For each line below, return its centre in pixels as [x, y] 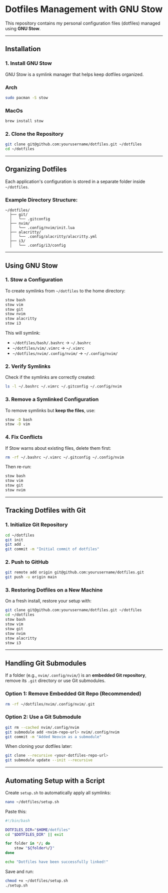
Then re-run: [18, 467]
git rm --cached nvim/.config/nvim [42, 727]
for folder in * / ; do [28, 844]
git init [14, 540]
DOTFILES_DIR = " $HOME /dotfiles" [38, 830]
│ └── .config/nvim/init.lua [42, 228]
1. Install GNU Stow [28, 63]
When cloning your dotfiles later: [39, 746]
